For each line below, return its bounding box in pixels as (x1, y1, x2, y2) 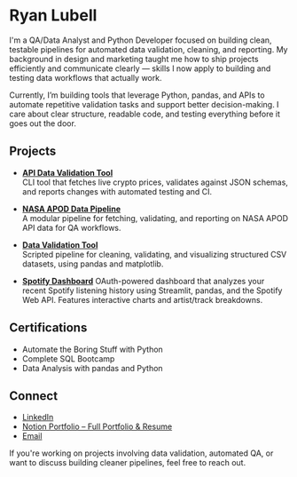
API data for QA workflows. (21, 222, 121, 233)
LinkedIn (21, 412, 54, 423)
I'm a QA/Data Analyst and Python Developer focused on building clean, (9, 35, 272, 45)
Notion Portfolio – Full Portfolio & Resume (21, 421, 173, 432)
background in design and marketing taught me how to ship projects (9, 53, 259, 64)
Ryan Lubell (9, 5, 98, 26)
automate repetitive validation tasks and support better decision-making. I (9, 99, 279, 109)
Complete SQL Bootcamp (21, 353, 115, 364)
